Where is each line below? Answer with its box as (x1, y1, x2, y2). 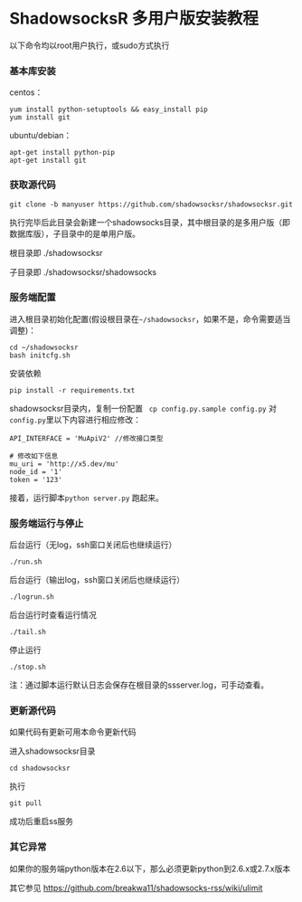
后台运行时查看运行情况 (9, 610, 97, 621)
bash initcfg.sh (9, 350, 71, 360)
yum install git (9, 113, 71, 122)
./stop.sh (9, 662, 47, 672)
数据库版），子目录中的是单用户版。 (9, 228, 140, 239)
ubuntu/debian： (9, 130, 72, 141)
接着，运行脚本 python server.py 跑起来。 (9, 492, 165, 503)
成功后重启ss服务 (9, 816, 74, 827)
